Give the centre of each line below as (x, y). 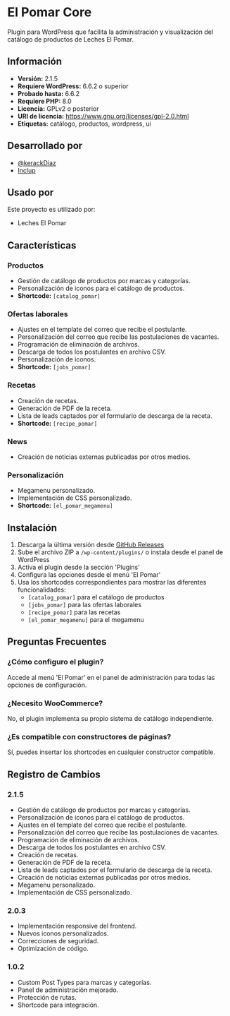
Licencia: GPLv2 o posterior (58, 108)
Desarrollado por (45, 146)
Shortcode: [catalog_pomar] (59, 296)
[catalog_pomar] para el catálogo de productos (96, 597)
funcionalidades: (41, 590)
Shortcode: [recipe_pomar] (57, 423)
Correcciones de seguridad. (58, 941)
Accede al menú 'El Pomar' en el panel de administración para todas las (111, 677)
